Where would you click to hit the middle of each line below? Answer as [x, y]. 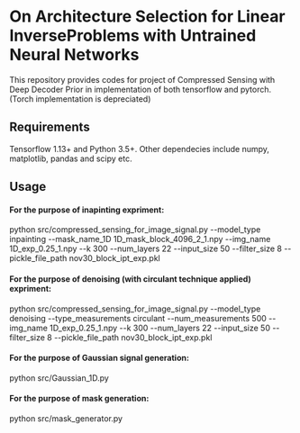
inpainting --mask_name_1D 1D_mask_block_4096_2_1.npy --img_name [140, 239]
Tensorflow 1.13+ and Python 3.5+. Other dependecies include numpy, [140, 149]
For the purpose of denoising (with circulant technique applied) [131, 279]
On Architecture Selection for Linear [147, 17]
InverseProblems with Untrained [133, 36]
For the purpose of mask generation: [79, 399]
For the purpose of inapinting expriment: [87, 210]
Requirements [50, 127]
